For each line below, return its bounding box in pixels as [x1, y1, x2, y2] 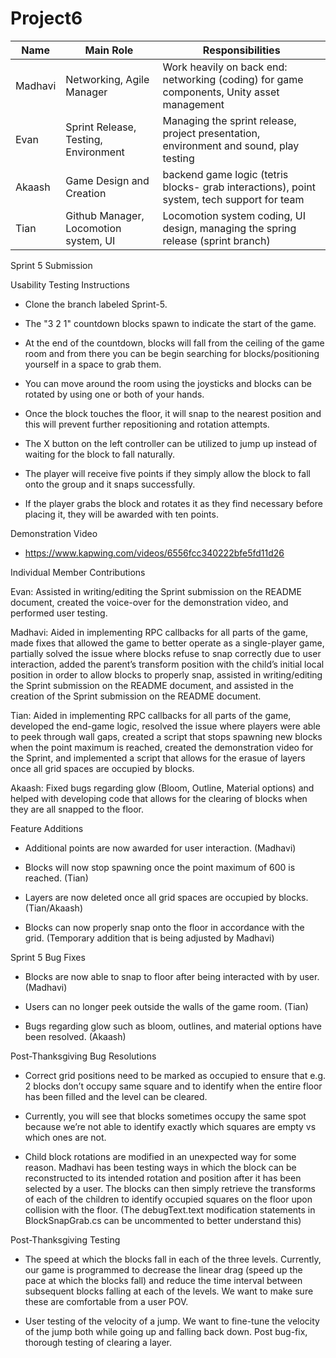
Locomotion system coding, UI [162, 208, 306, 222]
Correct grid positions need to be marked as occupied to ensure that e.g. [24, 1069, 326, 1081]
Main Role [84, 43, 134, 57]
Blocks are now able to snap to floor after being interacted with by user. [24, 970, 320, 982]
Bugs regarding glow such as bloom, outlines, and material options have [24, 1020, 322, 1032]
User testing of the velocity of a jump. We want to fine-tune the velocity [24, 1315, 320, 1327]
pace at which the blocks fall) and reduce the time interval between [24, 1274, 303, 1286]
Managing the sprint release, [162, 113, 297, 127]
